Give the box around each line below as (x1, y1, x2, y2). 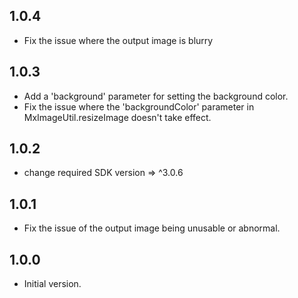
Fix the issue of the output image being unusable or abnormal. (23, 222, 281, 234)
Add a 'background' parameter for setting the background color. (23, 90, 289, 102)
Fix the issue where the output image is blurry (23, 34, 214, 46)
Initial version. (23, 278, 82, 290)
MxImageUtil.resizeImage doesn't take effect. (23, 111, 212, 123)
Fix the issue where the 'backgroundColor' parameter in (23, 100, 255, 113)
